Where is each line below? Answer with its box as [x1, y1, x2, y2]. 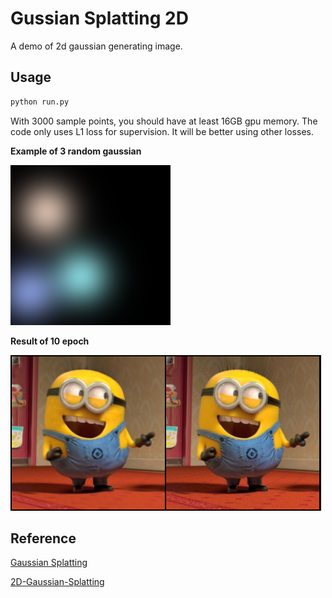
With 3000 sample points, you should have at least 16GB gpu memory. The [10, 115, 318, 127]
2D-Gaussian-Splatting [10, 576, 105, 588]
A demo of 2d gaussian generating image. [10, 40, 183, 52]
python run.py [10, 97, 70, 107]
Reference [10, 530, 77, 547]
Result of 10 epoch [10, 335, 90, 347]
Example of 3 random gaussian [10, 145, 142, 157]
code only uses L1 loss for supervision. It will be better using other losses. [10, 125, 314, 137]
